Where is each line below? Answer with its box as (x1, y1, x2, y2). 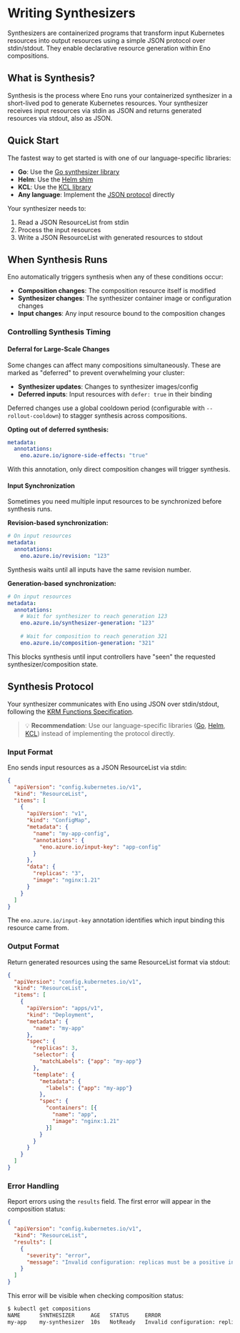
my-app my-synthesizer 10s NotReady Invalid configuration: (7, 1318, 216, 1326)
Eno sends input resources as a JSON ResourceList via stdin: (7, 763, 187, 772)
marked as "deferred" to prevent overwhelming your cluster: (7, 368, 185, 376)
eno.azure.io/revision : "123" (20, 552, 111, 559)
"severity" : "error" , (26, 1252, 91, 1259)
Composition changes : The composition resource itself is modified (17, 286, 216, 295)
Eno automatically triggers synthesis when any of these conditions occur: (7, 273, 224, 281)
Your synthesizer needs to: (7, 204, 86, 212)
